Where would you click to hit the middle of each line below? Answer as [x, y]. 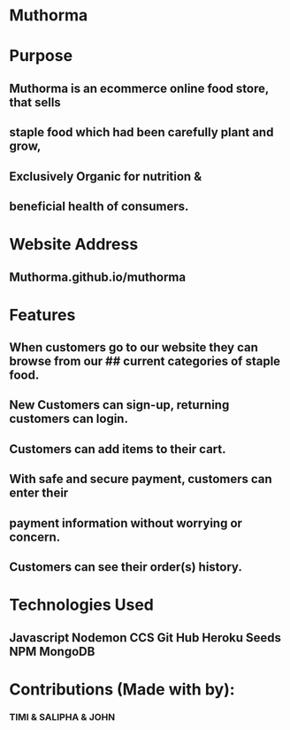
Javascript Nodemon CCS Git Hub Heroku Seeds [145, 638]
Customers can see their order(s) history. [126, 567]
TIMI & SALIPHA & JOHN [62, 717]
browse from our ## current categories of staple [145, 361]
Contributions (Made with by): [122, 689]
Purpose [41, 56]
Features [42, 315]
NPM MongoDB [52, 651]
